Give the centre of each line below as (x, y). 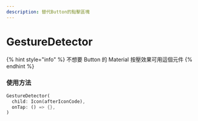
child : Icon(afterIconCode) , (49, 101)
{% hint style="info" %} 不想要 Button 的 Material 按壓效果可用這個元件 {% (100, 59)
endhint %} (20, 66)
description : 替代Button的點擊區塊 (48, 12)
